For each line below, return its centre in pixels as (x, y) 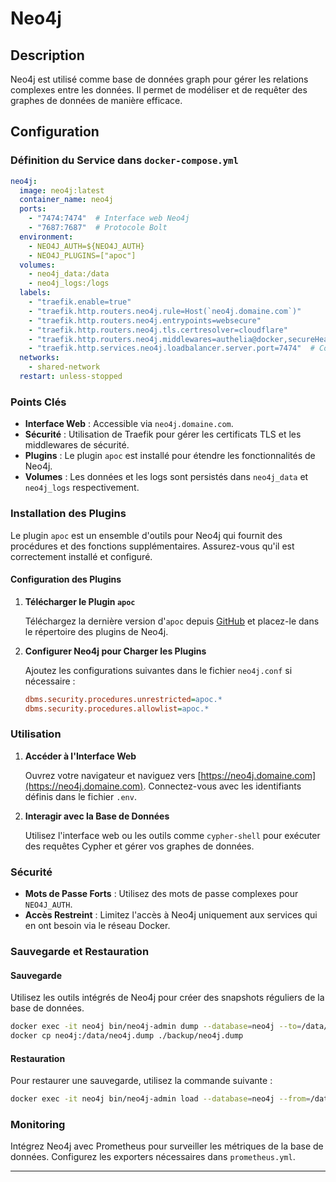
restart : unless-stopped (71, 377)
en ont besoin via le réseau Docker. (97, 926)
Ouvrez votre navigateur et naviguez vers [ (113, 775)
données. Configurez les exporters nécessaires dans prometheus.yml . (153, 1157)
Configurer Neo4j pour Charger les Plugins (115, 651)
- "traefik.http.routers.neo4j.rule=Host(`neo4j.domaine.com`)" (165, 311)
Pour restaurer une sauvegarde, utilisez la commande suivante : (141, 1081)
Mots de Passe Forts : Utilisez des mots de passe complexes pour (161, 894)
